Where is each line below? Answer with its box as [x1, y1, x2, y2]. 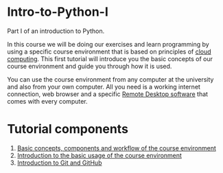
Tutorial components [7, 122, 129, 137]
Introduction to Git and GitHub [16, 159, 102, 167]
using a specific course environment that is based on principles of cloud [7, 47, 211, 56]
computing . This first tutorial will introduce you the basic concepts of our [7, 54, 213, 62]
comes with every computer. [7, 97, 88, 105]
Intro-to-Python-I [7, 4, 108, 20]
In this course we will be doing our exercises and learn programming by [7, 40, 209, 48]
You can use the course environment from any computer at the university [7, 75, 214, 83]
